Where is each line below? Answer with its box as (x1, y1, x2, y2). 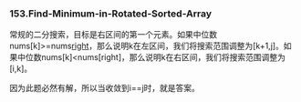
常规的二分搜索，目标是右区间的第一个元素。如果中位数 (9, 29, 217, 40)
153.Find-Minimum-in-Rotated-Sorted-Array (9, 7, 213, 20)
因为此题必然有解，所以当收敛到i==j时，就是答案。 (9, 83, 201, 94)
